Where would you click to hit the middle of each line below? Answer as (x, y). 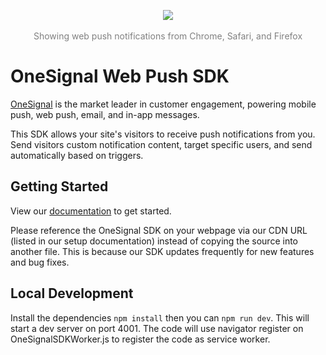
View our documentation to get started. (91, 211)
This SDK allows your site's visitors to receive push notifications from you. (163, 134)
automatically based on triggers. (77, 155)
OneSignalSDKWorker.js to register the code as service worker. (140, 339)
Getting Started (59, 186)
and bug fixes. (40, 262)
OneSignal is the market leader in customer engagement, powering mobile (163, 104)
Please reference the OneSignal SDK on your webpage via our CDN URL (159, 230)
